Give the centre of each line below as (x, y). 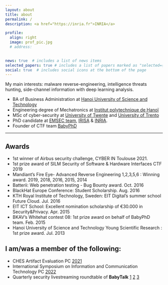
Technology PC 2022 (34, 271)
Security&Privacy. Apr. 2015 (41, 212)
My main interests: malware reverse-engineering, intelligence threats (76, 84)
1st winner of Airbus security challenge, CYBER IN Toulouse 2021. (80, 159)
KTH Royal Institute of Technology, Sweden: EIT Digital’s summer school (87, 196)
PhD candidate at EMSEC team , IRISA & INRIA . (60, 120)
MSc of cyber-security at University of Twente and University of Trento (85, 115)
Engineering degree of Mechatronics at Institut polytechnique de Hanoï (85, 110)
